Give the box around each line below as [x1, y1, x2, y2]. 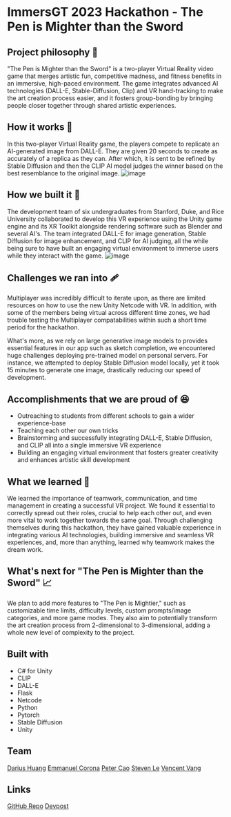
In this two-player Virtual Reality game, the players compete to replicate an [7, 140, 219, 148]
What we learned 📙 [7, 476, 90, 488]
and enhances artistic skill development [17, 456, 130, 464]
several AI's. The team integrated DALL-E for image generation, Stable [7, 229, 207, 238]
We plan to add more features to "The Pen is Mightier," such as [7, 599, 186, 607]
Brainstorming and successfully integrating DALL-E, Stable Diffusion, [17, 434, 212, 442]
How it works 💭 [7, 122, 73, 133]
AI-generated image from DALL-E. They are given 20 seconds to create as [7, 146, 219, 155]
